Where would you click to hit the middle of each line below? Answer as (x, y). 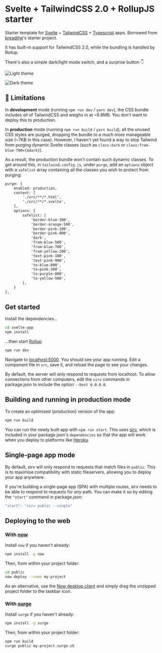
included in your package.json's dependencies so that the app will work (75, 435)
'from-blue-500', (48, 243)
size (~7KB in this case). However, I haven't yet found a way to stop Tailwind (81, 140)
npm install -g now (25, 554)
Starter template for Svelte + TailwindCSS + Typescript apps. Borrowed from (81, 33)
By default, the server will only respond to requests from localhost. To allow (80, 374)
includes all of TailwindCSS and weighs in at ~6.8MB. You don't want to (76, 114)
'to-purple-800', (48, 274)
